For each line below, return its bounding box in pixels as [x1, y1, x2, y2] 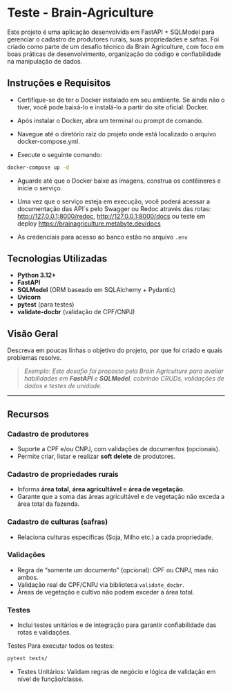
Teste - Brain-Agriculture [7, 5, 154, 21]
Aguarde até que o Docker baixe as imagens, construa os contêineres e [17, 176, 221, 185]
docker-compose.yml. [17, 137, 81, 145]
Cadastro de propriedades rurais [7, 469, 119, 479]
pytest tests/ [7, 655, 48, 662]
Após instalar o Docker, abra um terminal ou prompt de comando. [17, 116, 204, 125]
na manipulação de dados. [7, 57, 83, 65]
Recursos [7, 408, 50, 420]
